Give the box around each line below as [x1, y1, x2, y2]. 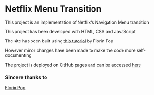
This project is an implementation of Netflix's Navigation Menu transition [5, 19, 149, 25]
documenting [5, 52, 31, 58]
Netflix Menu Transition [5, 3, 102, 14]
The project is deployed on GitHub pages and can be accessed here [5, 62, 141, 68]
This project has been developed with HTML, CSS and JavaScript [5, 28, 136, 34]
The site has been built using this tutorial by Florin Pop [5, 38, 114, 44]
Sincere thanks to [5, 74, 47, 81]
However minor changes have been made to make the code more [5, 47, 136, 53]
